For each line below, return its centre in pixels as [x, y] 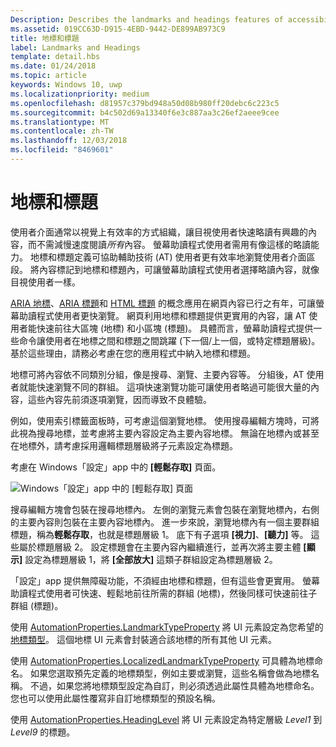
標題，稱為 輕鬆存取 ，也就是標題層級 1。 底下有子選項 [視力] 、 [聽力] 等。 [159, 534]
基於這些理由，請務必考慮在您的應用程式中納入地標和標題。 [133, 353]
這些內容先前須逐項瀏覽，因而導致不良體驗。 [119, 399]
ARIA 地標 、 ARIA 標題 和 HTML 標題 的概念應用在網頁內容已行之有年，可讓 [163, 303]
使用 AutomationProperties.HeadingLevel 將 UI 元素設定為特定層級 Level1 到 [166, 719]
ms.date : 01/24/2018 [53, 66]
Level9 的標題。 [43, 732]
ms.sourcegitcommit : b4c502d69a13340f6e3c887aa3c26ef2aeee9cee [145, 112]
